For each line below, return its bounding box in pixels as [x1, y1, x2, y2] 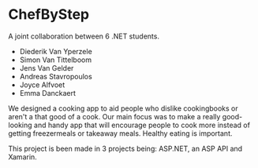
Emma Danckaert [19, 88, 77, 97]
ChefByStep [8, 5, 89, 24]
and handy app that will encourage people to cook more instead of [34, 120, 251, 130]
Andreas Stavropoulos [19, 71, 92, 81]
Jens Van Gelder [19, 63, 74, 72]
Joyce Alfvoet [19, 80, 65, 89]
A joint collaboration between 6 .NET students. [8, 31, 160, 41]
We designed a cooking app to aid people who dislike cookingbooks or [8, 104, 238, 113]
